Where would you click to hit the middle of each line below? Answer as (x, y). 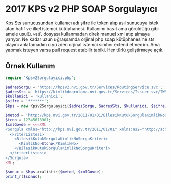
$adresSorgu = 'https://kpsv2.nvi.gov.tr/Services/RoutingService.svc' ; (84, 87)
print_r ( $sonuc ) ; (24, 176)
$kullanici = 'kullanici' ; (34, 97)
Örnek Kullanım (30, 66)
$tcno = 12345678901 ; (28, 120)
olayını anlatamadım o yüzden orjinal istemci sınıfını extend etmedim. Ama (83, 44)
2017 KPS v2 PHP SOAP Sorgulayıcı (81, 9)
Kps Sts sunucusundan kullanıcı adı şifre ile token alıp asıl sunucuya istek (82, 23)
